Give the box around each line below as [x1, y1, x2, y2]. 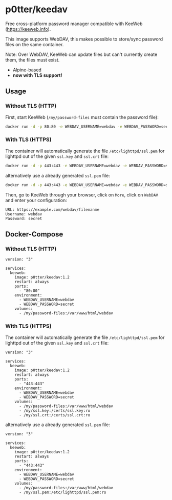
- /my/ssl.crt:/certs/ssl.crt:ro [18, 412, 91, 417]
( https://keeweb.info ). [5, 26, 51, 32]
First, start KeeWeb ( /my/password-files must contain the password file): [5, 114, 159, 120]
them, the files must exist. [5, 56, 60, 63]
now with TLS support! [12, 72, 62, 78]
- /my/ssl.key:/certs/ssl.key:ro [18, 408, 91, 413]
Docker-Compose [5, 230, 63, 238]
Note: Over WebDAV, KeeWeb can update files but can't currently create [5, 51, 158, 57]
